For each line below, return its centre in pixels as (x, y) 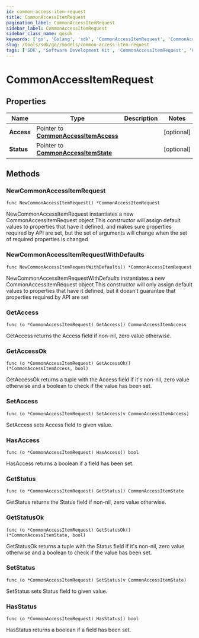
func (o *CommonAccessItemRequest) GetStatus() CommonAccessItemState (95, 491)
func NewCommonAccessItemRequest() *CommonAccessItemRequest (83, 203)
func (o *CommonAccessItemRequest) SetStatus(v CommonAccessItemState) (96, 580)
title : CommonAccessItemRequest (46, 17)
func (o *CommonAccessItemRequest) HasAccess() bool (73, 452)
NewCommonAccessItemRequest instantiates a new (70, 214)
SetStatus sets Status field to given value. (57, 591)
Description (141, 118)
